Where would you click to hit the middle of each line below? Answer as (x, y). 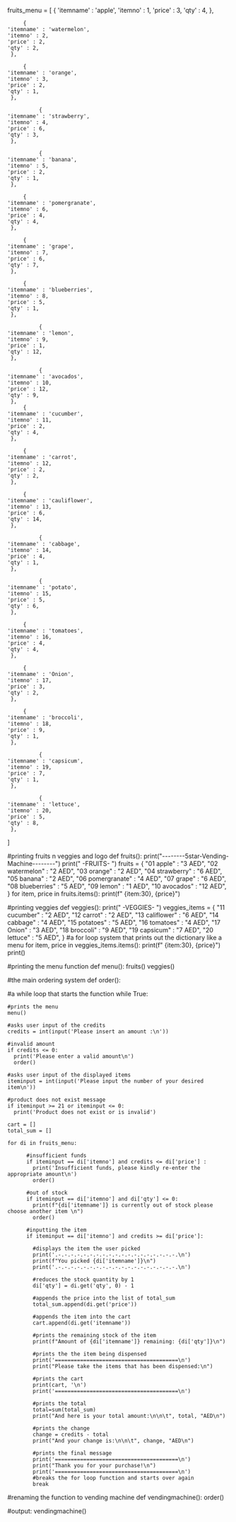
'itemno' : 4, (28, 123)
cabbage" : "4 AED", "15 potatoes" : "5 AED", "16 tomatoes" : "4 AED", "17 (114, 923)
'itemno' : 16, (30, 637)
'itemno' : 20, (30, 811)
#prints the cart (58, 1379)
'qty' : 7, (23, 265)
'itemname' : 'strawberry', (49, 116)
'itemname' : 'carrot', (42, 457)
